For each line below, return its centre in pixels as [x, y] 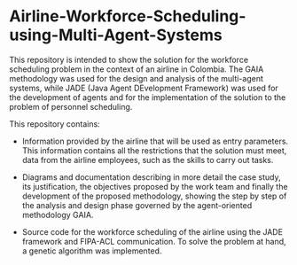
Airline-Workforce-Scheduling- [128, 16]
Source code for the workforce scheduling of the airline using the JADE [152, 231]
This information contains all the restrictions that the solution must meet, [154, 150]
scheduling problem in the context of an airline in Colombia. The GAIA [137, 69]
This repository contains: [55, 124]
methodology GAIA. [58, 214]
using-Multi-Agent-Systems [116, 35]
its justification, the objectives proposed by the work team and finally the [155, 186]
